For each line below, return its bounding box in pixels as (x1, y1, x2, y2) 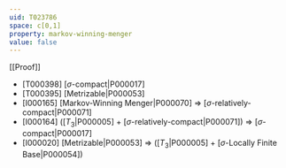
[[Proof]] (9, 62, 42, 73)
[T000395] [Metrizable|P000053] (21, 88, 145, 99)
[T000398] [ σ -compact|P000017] (21, 79, 145, 89)
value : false (9, 37, 58, 47)
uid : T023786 (9, 12, 58, 22)
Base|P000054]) (21, 149, 83, 159)
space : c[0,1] (9, 21, 62, 30)
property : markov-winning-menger (9, 29, 133, 38)
